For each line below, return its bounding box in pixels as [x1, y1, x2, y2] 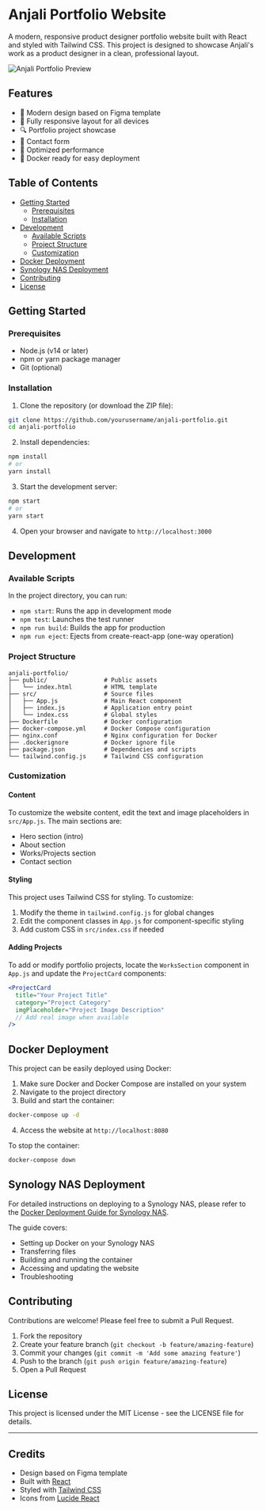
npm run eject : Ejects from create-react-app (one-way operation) [19, 632, 234, 641]
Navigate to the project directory [19, 1087, 127, 1097]
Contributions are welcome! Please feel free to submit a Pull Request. [8, 1315, 234, 1325]
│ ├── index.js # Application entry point [8, 704, 193, 711]
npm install [8, 453, 47, 461]
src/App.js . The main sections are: [8, 816, 123, 825]
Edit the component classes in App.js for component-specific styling [19, 916, 244, 925]
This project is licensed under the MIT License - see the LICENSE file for [8, 1409, 244, 1418]
